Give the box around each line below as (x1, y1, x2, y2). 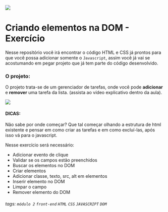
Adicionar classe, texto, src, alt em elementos (12, 173, 107, 179)
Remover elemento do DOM (12, 189, 71, 195)
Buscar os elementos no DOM (12, 163, 75, 169)
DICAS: (5, 110, 21, 116)
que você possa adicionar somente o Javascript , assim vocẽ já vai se (5, 54, 150, 60)
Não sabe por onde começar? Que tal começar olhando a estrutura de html (5, 121, 161, 128)
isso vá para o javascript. (5, 132, 58, 138)
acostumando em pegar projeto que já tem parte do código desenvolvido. (5, 60, 158, 66)
